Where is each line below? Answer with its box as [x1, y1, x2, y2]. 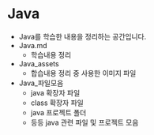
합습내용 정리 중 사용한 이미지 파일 [30, 68, 137, 77]
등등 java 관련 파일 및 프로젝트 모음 [30, 118, 139, 127]
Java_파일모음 [18, 78, 64, 88]
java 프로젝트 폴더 [30, 107, 87, 117]
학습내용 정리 [30, 50, 72, 59]
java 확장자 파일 [30, 88, 81, 97]
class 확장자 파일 [30, 98, 84, 107]
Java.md [18, 40, 47, 50]
